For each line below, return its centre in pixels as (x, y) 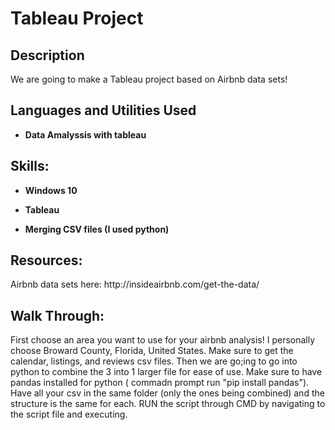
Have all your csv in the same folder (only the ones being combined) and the (167, 393)
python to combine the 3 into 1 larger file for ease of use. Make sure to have (166, 372)
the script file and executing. (69, 414)
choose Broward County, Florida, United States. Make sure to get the (152, 351)
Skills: (30, 166)
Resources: (46, 260)
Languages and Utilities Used (103, 110)
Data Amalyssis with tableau (85, 134)
